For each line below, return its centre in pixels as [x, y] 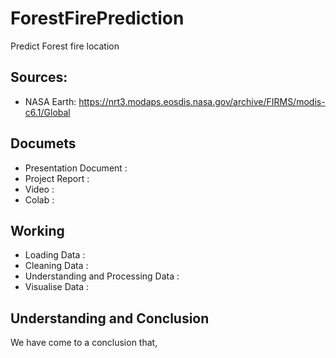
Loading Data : [55, 255]
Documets [43, 143]
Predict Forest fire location [65, 46]
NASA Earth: [50, 101]
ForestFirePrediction [97, 18]
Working [37, 230]
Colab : [39, 199]
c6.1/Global [47, 112]
